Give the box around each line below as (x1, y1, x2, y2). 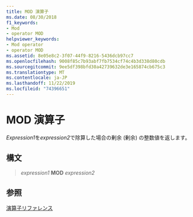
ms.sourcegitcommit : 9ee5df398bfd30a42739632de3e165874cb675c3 (6, 63, 166, 70)
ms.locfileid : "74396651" (6, 86, 70, 92)
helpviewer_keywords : (6, 36, 60, 42)
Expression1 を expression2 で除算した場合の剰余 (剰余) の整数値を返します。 (6, 134, 191, 141)
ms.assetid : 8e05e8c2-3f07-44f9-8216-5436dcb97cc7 (6, 53, 134, 59)
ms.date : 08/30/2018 (6, 14, 57, 20)
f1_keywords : (6, 20, 38, 25)
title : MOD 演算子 (6, 8, 49, 15)
